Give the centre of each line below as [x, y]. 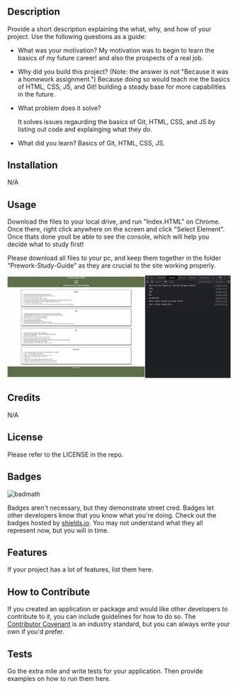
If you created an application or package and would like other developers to [118, 609]
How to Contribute [49, 592]
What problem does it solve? [59, 108]
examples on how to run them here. [59, 678]
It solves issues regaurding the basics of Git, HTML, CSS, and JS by [117, 121]
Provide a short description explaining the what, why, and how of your [109, 29]
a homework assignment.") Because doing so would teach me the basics [124, 79]
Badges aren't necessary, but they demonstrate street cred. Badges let [111, 508]
